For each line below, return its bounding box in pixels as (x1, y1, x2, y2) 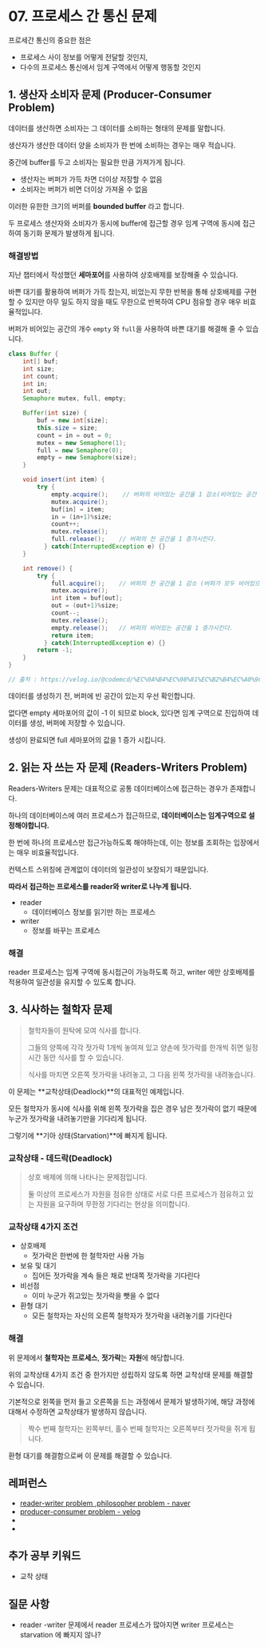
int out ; (22, 387, 52, 395)
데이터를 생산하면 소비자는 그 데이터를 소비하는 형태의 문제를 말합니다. (8, 123, 226, 133)
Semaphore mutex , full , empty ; (22, 395, 127, 403)
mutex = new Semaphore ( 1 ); (37, 439, 127, 447)
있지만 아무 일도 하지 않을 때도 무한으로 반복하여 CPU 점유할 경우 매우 (25, 297, 242, 307)
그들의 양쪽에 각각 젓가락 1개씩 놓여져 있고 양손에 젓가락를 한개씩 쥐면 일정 (27, 1042, 258, 1052)
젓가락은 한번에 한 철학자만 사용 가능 (31, 1251, 145, 1260)
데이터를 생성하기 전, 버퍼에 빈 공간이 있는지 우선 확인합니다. (8, 691, 195, 700)
